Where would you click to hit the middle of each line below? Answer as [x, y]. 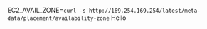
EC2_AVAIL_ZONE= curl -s [47, 10]
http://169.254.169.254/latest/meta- [144, 11]
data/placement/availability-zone [59, 18]
